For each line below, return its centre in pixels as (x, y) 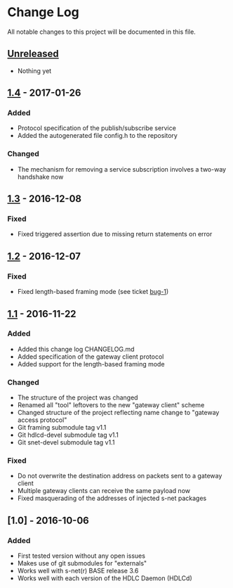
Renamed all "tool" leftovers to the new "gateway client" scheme (111, 405)
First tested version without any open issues (81, 556)
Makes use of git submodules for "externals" (82, 563)
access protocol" (42, 420)
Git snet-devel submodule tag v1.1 (66, 442)
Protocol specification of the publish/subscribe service (97, 128)
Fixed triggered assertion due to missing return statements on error (115, 234)
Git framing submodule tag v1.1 (62, 428)
